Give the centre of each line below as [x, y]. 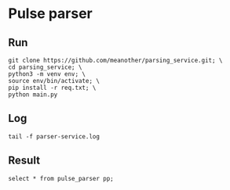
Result [24, 161]
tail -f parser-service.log [54, 136]
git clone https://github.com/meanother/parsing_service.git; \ [115, 60]
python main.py [33, 95]
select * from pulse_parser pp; [61, 178]
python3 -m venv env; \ [47, 74]
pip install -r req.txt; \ [52, 88]
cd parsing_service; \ [45, 67]
